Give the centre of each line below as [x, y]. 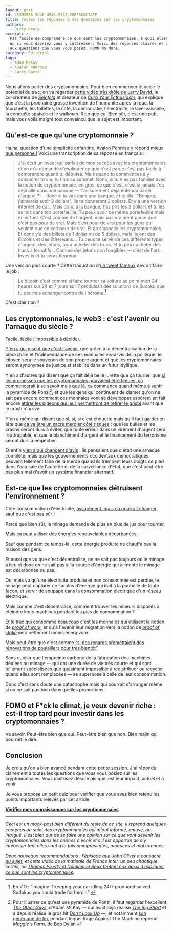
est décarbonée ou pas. [30, 570]
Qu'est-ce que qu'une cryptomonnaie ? [70, 136]
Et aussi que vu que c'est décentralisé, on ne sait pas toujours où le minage [85, 559]
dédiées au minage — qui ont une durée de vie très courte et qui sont [79, 663]
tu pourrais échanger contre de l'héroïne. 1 [62, 292]
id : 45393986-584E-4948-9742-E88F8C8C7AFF [51, 15]
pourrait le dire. [21, 739]
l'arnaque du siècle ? [39, 327]
